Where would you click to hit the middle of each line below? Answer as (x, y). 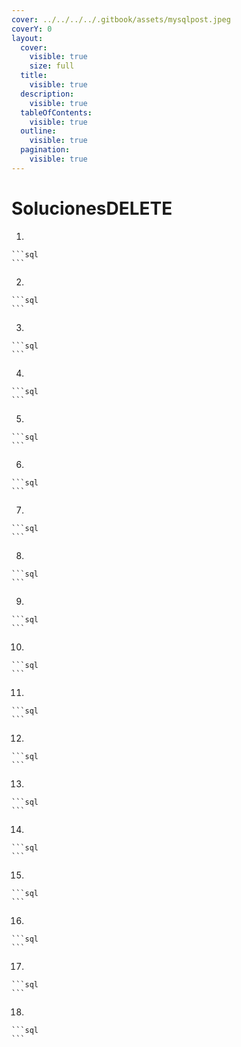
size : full (52, 66)
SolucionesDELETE (92, 208)
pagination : (45, 150)
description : (47, 94)
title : (34, 76)
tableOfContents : (56, 112)
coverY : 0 (32, 29)
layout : (27, 38)
